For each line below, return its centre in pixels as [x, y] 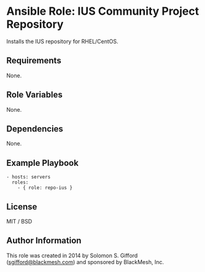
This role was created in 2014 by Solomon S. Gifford [72, 255]
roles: [20, 182]
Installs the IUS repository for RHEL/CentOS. [62, 41]
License [22, 207]
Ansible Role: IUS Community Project [103, 11]
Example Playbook [42, 163]
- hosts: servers [29, 177]
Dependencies [35, 129]
